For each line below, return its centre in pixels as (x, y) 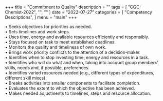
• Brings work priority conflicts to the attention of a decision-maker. (73, 52)
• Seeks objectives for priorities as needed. (49, 27)
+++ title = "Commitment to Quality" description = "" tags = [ (66, 7)
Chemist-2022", (21, 12)
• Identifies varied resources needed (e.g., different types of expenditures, (80, 73)
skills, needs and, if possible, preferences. (47, 68)
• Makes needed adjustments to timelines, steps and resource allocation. (78, 93)
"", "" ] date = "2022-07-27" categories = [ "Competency (95, 12)
